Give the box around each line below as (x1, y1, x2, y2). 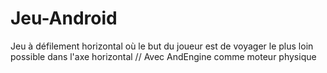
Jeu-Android (10, 7, 118, 30)
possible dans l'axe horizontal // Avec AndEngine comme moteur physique (10, 50, 317, 62)
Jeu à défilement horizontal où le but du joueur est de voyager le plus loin (10, 40, 314, 52)
